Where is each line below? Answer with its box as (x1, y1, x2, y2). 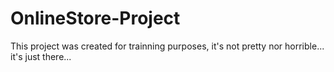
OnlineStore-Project (10, 7, 181, 30)
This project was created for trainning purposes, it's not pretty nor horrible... (10, 40, 325, 52)
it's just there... (10, 50, 72, 62)
